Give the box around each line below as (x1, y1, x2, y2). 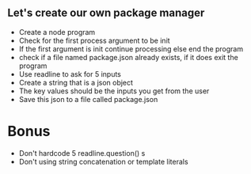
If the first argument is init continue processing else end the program (18, 43, 243, 54)
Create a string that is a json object (18, 78, 134, 87)
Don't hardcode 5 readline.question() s (18, 148, 146, 157)
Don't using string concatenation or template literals (18, 157, 188, 166)
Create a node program (18, 27, 96, 36)
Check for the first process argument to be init (18, 36, 171, 45)
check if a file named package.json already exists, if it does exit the (18, 52, 238, 62)
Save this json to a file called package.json (18, 94, 158, 104)
